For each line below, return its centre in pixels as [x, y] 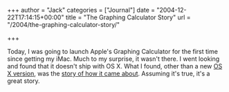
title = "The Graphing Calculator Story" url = [128, 17]
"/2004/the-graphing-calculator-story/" [63, 25]
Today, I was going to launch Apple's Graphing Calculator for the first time [112, 52]
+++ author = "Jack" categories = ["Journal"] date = [81, 10]
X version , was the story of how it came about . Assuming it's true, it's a [109, 73]
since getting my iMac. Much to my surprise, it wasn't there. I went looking [113, 59]
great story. [24, 81]
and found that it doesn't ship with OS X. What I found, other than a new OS [115, 66]
